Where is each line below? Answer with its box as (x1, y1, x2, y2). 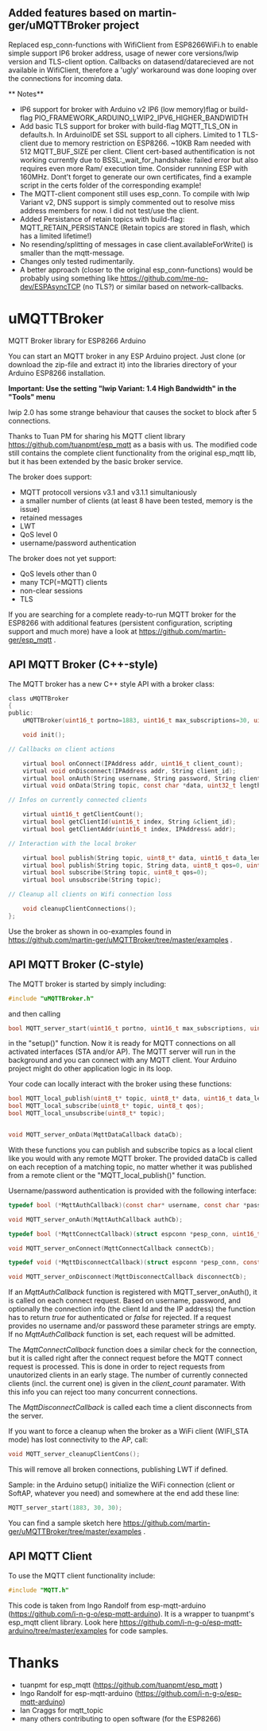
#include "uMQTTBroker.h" (8, 994, 94, 1002)
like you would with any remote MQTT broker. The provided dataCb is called (8, 1153, 257, 1163)
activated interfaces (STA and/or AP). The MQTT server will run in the (8, 1047, 236, 1056)
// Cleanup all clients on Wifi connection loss (8, 890, 172, 899)
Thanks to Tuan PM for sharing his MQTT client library (8, 431, 186, 440)
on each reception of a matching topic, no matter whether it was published (8, 1162, 253, 1171)
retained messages (19, 513, 83, 522)
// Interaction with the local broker (8, 839, 137, 847)
